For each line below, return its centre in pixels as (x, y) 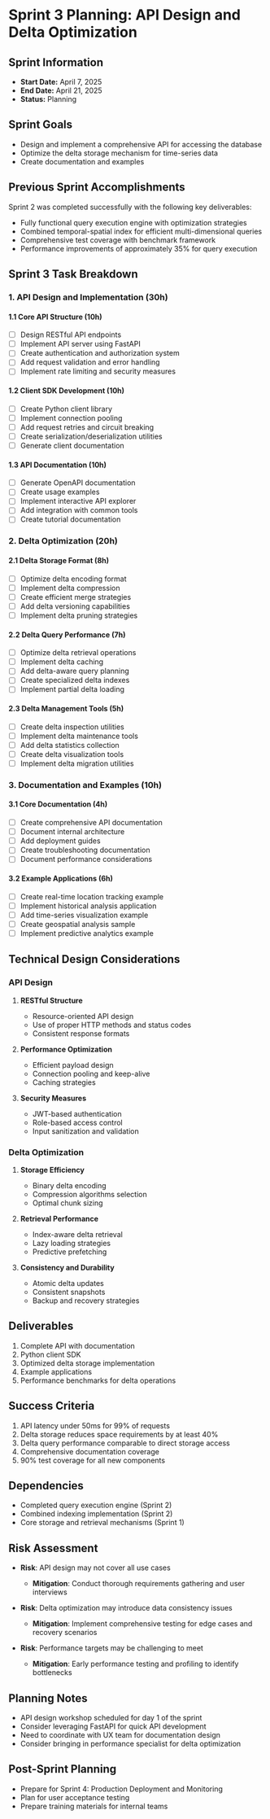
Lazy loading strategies (72, 1243)
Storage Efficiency (52, 1170)
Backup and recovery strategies (86, 1301)
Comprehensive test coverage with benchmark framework (118, 240)
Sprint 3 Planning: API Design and (125, 15)
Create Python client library (66, 409)
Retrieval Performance (59, 1218)
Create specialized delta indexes (75, 680)
